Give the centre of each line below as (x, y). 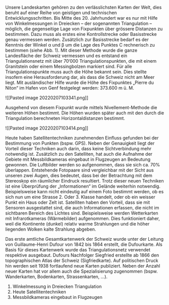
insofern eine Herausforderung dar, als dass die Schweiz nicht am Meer (80, 77)
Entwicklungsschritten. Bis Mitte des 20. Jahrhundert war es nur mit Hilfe (81, 18)
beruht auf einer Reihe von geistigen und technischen (61, 13)
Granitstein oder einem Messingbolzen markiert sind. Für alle (69, 66)
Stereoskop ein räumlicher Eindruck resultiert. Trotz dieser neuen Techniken (85, 181)
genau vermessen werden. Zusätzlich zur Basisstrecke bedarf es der (77, 39)
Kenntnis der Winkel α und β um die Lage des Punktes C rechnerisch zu (80, 45)
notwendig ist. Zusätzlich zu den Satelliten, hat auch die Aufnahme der (79, 154)
